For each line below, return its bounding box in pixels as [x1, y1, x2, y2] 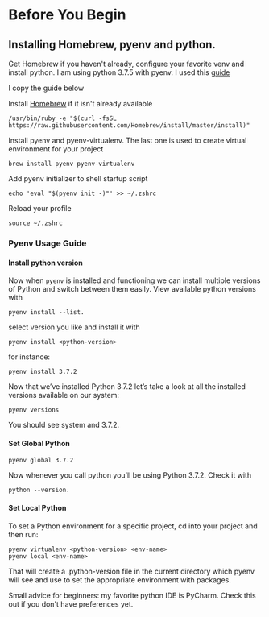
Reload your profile [8, 204, 72, 213]
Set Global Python [8, 438, 70, 448]
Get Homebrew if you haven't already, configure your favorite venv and [8, 59, 244, 68]
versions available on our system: [8, 391, 119, 400]
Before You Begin [8, 6, 126, 24]
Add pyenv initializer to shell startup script [8, 174, 148, 183]
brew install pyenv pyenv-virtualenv [8, 159, 135, 168]
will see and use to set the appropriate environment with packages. [8, 574, 231, 585]
